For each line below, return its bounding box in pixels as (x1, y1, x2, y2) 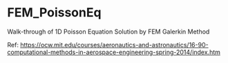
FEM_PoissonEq (7, 5, 102, 21)
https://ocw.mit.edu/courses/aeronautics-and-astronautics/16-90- (20, 40, 209, 49)
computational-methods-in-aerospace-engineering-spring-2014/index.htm (7, 48, 221, 56)
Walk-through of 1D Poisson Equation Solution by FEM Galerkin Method (7, 27, 210, 36)
